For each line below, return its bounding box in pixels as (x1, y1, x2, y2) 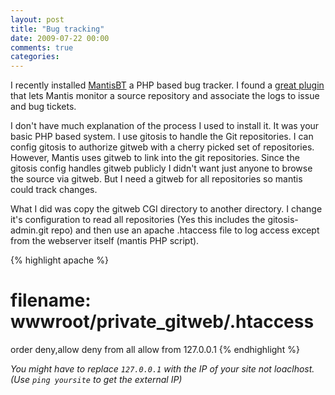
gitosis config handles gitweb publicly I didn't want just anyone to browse (10, 162, 313, 175)
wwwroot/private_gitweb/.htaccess (10, 311, 315, 333)
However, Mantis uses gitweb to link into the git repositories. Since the (10, 152, 300, 164)
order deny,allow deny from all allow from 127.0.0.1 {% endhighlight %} (10, 344, 300, 356)
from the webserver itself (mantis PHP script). (10, 235, 200, 247)
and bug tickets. (10, 101, 77, 113)
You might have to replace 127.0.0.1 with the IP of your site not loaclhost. (10, 363, 315, 375)
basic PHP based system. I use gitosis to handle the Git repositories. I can (10, 131, 314, 143)
